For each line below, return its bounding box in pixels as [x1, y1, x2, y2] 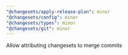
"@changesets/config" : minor [6, 14, 79, 20]
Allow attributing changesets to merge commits [6, 42, 122, 49]
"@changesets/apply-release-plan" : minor [6, 8, 111, 15]
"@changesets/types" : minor [6, 20, 76, 26]
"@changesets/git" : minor [6, 25, 70, 32]
